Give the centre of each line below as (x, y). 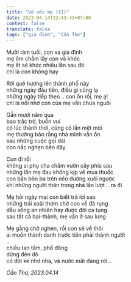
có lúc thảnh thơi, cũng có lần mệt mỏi (54, 128)
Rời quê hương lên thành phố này (48, 84)
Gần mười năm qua (30, 115)
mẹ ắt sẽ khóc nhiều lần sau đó (45, 65)
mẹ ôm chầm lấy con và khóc (43, 59)
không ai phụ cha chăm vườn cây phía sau (59, 166)
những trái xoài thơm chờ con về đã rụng (57, 204)
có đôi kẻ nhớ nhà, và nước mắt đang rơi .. (59, 261)
